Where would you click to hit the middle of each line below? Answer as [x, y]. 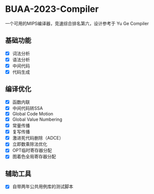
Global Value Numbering [37, 119]
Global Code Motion [33, 114]
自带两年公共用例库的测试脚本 [43, 187]
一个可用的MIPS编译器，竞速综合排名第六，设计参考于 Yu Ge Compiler [77, 23]
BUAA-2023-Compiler [52, 9]
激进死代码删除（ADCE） [38, 138]
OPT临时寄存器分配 [32, 150]
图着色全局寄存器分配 [34, 156]
